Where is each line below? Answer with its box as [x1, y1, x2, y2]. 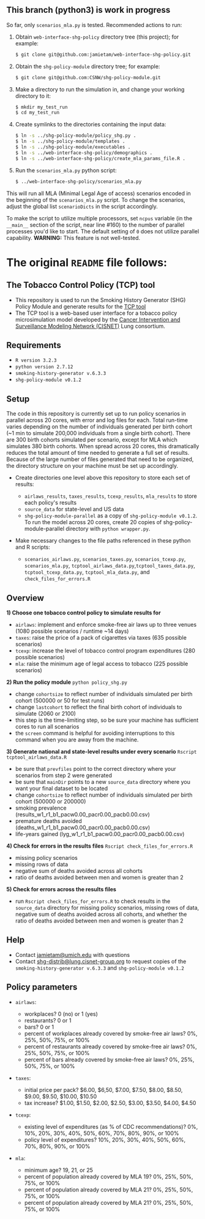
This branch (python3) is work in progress [6, 5, 171, 15]
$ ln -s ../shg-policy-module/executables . [15, 144, 131, 150]
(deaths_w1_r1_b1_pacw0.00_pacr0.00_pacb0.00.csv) [15, 824, 151, 831]
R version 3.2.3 [15, 357, 57, 364]
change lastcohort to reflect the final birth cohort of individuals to [15, 703, 182, 711]
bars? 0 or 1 [24, 1023, 54, 1031]
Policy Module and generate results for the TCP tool [15, 303, 146, 310]
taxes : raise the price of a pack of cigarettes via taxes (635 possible [15, 634, 187, 641]
